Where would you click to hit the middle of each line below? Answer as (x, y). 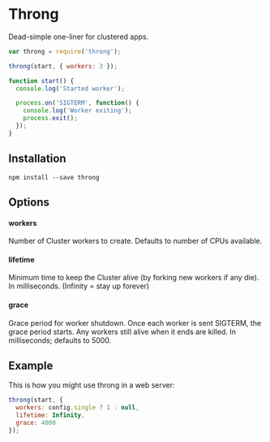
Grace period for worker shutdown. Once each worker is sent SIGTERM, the (135, 323)
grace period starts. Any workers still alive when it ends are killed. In (122, 331)
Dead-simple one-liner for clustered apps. (79, 37)
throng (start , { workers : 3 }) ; (63, 66)
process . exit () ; (51, 119)
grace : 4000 (36, 423)
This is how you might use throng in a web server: (92, 385)
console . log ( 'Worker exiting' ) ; (77, 110)
